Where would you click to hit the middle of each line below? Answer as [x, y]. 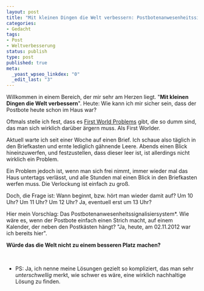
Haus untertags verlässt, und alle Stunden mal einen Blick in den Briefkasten [102, 177]
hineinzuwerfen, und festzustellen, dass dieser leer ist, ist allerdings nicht [98, 153]
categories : [21, 23]
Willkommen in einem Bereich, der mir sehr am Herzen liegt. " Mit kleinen [97, 97]
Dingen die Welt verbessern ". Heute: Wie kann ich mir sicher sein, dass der [101, 103]
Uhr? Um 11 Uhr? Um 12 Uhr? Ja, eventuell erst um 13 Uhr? [79, 202]
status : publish [27, 52]
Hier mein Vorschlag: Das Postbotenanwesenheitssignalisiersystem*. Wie [98, 214]
